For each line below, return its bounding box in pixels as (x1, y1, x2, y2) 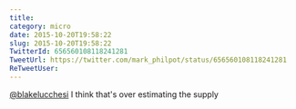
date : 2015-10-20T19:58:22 (9, 30, 112, 39)
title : (9, 13, 35, 23)
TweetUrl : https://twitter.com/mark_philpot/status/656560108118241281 (9, 55, 287, 64)
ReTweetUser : (9, 64, 59, 74)
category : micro (9, 22, 71, 31)
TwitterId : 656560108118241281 (9, 47, 128, 56)
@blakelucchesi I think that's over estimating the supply (9, 88, 219, 100)
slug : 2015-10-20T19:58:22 (9, 38, 112, 48)
